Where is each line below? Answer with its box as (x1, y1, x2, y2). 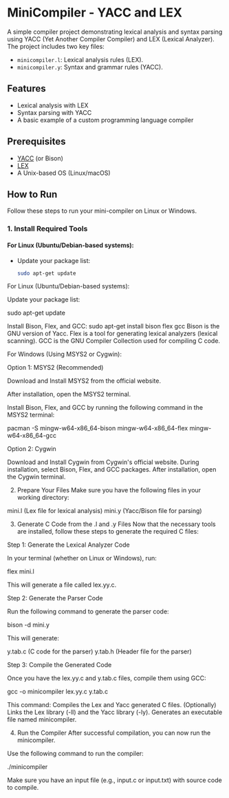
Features (7, 83, 46, 94)
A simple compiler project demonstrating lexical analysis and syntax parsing (7, 28, 223, 36)
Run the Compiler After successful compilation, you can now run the (17, 728, 211, 737)
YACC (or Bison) (17, 154, 64, 162)
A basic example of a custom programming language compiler (17, 116, 194, 124)
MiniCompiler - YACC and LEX (7, 5, 182, 21)
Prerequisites (7, 136, 66, 147)
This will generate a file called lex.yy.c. (7, 580, 117, 589)
